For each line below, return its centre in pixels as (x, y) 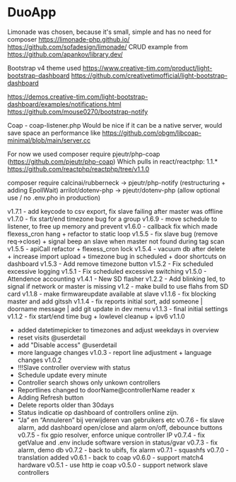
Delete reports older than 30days (66, 405)
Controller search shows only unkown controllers (89, 382)
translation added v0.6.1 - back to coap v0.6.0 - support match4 (110, 457)
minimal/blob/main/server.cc (49, 140)
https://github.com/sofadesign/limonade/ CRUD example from (98, 47)
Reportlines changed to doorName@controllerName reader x (106, 390)
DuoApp (32, 12)
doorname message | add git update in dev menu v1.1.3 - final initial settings (118, 308)
